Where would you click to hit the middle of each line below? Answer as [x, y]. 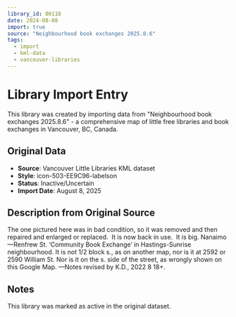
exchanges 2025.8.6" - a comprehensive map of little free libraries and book [118, 121]
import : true [26, 27]
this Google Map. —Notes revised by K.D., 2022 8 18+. [86, 267]
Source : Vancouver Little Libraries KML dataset [86, 168]
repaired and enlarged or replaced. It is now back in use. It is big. [103, 237]
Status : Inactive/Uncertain [56, 183]
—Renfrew [23, 244]
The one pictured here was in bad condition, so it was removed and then [112, 230]
